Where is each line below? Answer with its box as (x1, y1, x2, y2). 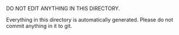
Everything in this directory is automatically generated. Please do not (6, 16, 174, 23)
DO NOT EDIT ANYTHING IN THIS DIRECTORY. (6, 5, 120, 12)
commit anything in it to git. (6, 23, 72, 29)
